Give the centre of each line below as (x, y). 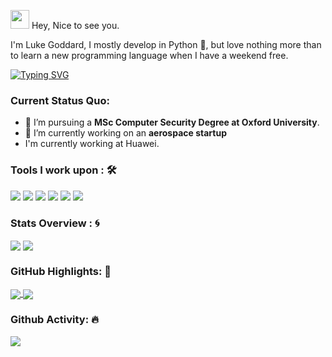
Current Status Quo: (60, 100)
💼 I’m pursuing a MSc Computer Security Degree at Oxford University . (172, 122)
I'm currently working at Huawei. (92, 144)
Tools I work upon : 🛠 (63, 170)
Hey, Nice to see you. (75, 25)
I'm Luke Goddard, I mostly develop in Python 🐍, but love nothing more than (166, 44)
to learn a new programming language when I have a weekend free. (149, 55)
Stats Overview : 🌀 (55, 223)
